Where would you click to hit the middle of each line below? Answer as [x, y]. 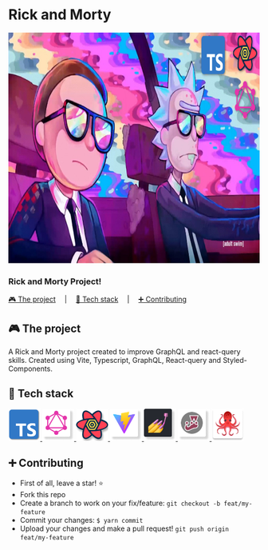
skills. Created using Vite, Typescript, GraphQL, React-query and [115, 361]
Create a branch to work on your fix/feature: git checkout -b [120, 503]
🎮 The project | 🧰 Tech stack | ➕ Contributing [98, 299]
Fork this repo [43, 494]
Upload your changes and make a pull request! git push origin [124, 528]
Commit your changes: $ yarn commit [81, 520]
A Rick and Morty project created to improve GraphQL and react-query [124, 352]
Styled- [235, 361]
